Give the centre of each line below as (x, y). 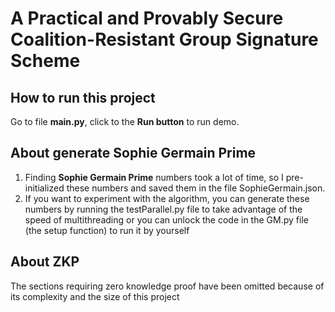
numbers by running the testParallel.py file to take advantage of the (163, 209)
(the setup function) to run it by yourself (107, 230)
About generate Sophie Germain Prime (133, 153)
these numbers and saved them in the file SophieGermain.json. (196, 188)
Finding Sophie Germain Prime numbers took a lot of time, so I (154, 177)
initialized (44, 188)
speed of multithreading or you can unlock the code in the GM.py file (166, 219)
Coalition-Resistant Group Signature (164, 39)
